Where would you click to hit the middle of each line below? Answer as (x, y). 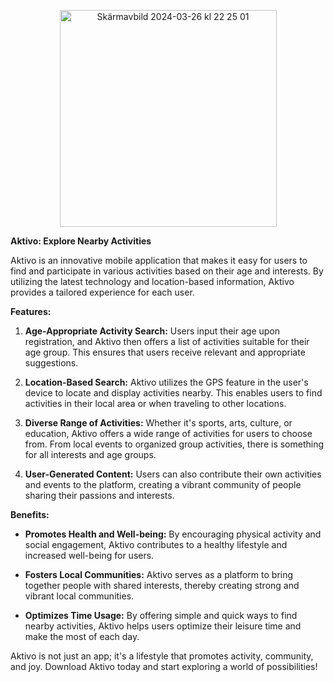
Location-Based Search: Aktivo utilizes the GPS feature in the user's (166, 382)
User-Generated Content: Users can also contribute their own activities (173, 474)
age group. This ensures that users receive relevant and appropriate (165, 352)
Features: (31, 311)
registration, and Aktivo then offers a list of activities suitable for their (167, 341)
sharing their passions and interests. (99, 495)
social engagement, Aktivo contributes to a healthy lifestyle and (156, 544)
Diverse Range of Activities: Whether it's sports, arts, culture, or (158, 423)
